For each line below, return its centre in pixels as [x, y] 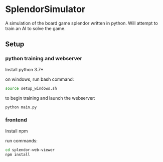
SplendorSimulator [45, 9]
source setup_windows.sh [31, 88]
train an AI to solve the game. [36, 28]
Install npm [17, 131]
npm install [18, 154]
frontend [16, 120]
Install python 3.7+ [24, 69]
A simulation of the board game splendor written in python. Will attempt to [81, 23]
